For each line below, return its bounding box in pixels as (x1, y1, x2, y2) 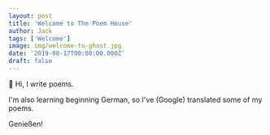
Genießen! (8, 119, 43, 129)
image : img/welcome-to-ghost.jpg (8, 42, 122, 50)
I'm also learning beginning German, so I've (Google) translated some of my (8, 95, 263, 104)
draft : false (8, 57, 53, 65)
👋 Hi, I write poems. (8, 78, 75, 89)
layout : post (8, 11, 53, 20)
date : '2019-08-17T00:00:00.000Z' (8, 49, 126, 57)
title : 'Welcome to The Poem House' (8, 19, 133, 27)
